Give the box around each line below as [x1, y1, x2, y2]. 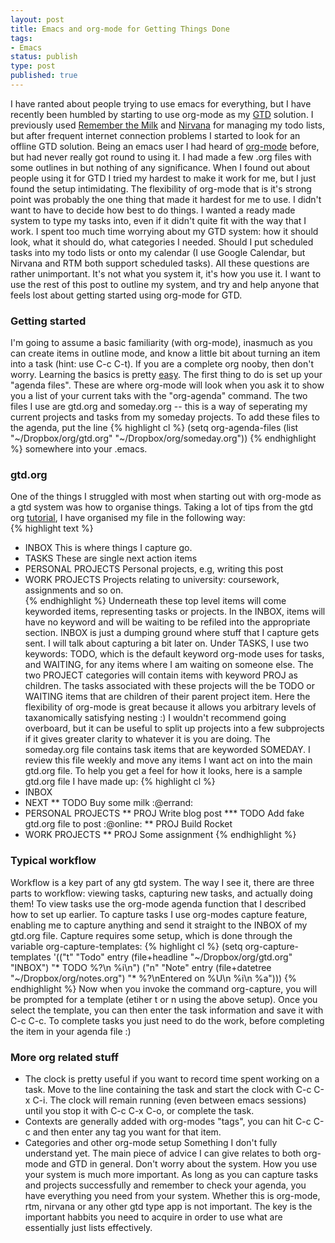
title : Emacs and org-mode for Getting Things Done [10, 24, 230, 34]
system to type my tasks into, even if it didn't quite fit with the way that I [10, 214, 307, 226]
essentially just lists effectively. [24, 1222, 153, 1234]
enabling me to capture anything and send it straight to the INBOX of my [10, 919, 308, 931]
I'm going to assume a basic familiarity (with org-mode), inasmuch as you [10, 337, 313, 349]
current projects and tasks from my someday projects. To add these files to [10, 411, 320, 423]
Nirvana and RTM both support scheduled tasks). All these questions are [10, 257, 310, 269]
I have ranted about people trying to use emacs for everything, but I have [10, 97, 312, 110]
